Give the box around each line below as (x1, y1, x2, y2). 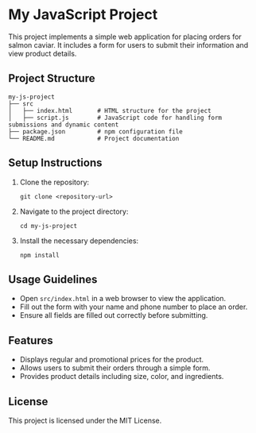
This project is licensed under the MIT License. (8, 416, 162, 425)
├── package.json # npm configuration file (8, 127, 183, 136)
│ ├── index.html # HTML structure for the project (8, 106, 212, 114)
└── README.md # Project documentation (8, 134, 180, 142)
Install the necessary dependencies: (19, 236, 139, 245)
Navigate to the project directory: (19, 207, 129, 216)
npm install (19, 251, 60, 259)
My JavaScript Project (8, 6, 158, 24)
